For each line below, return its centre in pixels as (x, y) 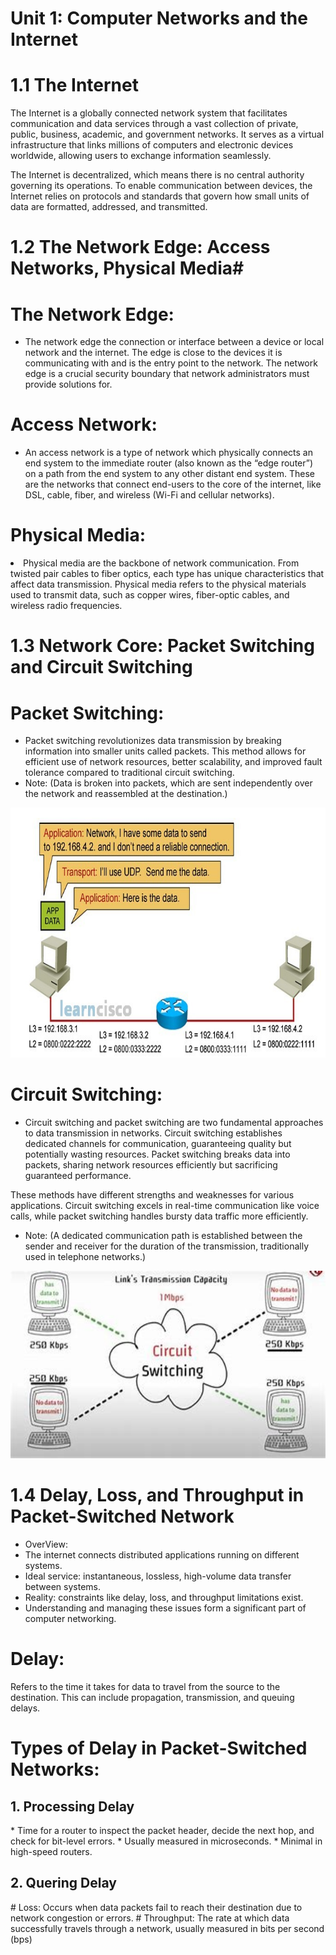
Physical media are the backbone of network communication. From (161, 563)
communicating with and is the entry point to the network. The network (171, 363)
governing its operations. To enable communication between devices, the (161, 186)
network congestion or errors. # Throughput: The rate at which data (150, 1918)
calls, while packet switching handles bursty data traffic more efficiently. (159, 1216)
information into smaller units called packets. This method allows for (165, 751)
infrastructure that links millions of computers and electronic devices (152, 145)
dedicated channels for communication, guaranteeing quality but (158, 1144)
